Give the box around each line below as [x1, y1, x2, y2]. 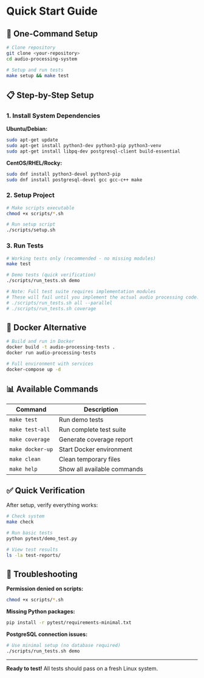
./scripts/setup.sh [6, 227, 56, 233]
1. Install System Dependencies [6, 111, 101, 120]
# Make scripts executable [6, 205, 75, 211]
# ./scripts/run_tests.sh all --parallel [6, 300, 113, 306]
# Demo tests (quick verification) [6, 272, 97, 278]
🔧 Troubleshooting [6, 569, 78, 579]
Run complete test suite [58, 425, 126, 434]
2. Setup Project [6, 191, 55, 199]
